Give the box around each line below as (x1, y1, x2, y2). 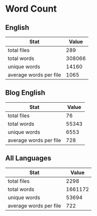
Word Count (5, 3, 57, 15)
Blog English (5, 89, 45, 97)
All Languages (5, 154, 52, 162)
